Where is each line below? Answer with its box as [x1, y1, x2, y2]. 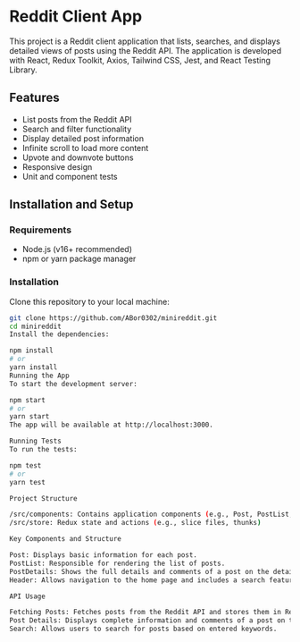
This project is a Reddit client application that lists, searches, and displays [9, 36, 281, 46]
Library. [9, 64, 37, 75]
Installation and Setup [9, 197, 134, 212]
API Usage [9, 592, 46, 601]
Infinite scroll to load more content [21, 142, 149, 153]
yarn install [9, 363, 58, 372]
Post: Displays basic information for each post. [9, 551, 198, 560]
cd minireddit [9, 322, 62, 331]
